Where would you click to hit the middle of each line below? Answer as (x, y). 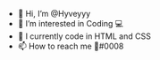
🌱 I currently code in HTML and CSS (84, 36)
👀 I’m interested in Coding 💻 (70, 23)
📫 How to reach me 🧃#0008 (71, 46)
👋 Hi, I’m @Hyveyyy (54, 14)
